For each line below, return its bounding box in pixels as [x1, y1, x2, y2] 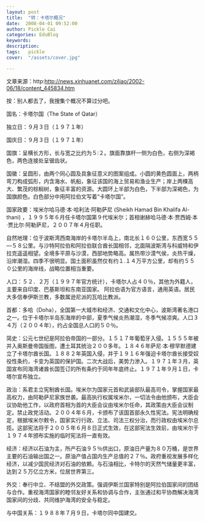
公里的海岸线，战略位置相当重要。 [11, 265, 98, 272]
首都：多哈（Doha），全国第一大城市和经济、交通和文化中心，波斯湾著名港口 [6, 306, 199, 313]
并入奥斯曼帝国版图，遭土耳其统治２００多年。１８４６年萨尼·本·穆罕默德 [6, 342, 192, 349]
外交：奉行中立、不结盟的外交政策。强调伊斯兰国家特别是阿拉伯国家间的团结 [6, 480, 199, 488]
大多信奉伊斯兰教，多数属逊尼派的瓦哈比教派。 [6, 293, 124, 300]
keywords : [6, 37, 32, 43]
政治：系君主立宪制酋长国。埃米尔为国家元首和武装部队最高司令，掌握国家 [6, 385, 193, 393]
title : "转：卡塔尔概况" [6, 15, 66, 21]
